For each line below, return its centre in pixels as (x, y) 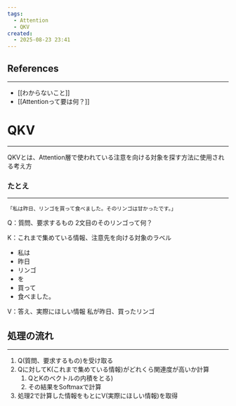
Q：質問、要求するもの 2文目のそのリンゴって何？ (80, 223)
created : (20, 33)
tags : (15, 14)
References (33, 68)
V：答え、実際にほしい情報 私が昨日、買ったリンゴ (81, 312)
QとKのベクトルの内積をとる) (71, 378)
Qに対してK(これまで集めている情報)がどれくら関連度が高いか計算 (113, 369)
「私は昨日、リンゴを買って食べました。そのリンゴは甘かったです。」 (92, 209)
